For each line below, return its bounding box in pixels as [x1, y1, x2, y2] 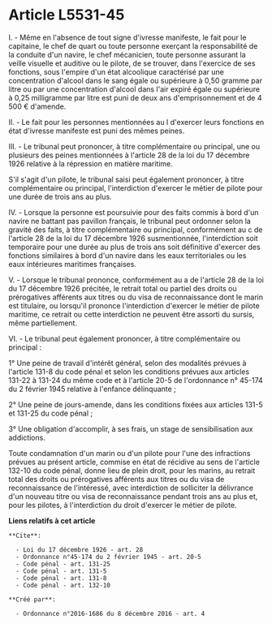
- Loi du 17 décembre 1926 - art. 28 [15, 545, 144, 553]
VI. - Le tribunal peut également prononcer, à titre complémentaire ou [8, 334, 241, 343]
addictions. [8, 432, 46, 442]
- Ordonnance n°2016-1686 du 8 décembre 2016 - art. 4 [15, 609, 205, 618]
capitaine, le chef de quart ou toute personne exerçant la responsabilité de [8, 41, 258, 50]
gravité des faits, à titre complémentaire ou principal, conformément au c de [8, 225, 263, 235]
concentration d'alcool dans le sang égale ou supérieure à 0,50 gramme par [8, 75, 262, 85]
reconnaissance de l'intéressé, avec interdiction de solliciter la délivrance [8, 483, 254, 493]
